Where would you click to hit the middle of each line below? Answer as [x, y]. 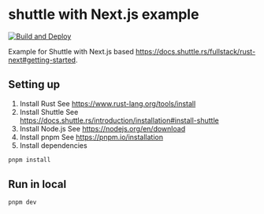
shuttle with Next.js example [104, 15]
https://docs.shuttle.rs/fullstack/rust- [195, 51]
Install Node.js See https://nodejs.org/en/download [102, 128]
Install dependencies [54, 145]
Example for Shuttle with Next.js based [71, 51]
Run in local [37, 184]
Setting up [34, 85]
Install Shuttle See [49, 112]
